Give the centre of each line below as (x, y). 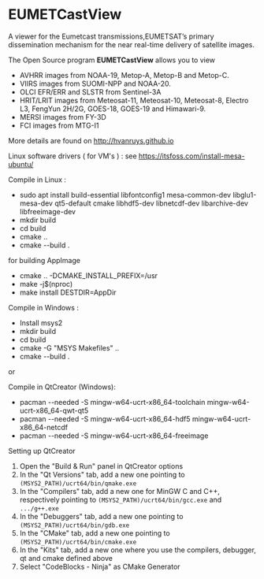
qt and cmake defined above (66, 558)
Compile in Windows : (43, 307)
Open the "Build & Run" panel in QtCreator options (101, 466)
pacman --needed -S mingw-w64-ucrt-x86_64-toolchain (112, 402)
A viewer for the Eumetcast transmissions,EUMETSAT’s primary (111, 36)
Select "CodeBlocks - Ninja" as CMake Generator (100, 566)
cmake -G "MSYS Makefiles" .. (69, 347)
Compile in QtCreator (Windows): (62, 387)
